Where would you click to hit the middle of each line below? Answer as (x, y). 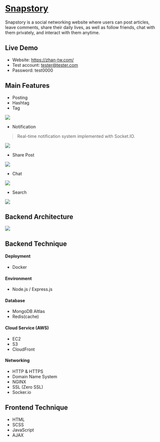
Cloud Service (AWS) (27, 328)
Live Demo (22, 48)
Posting (20, 97)
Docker (20, 267)
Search (19, 192)
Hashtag (21, 103)
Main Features (27, 86)
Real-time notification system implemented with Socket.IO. (76, 136)
